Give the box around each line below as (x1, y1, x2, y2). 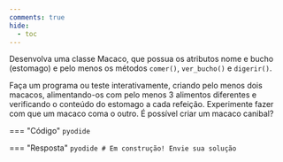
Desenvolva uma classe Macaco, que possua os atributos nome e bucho (9, 54, 274, 65)
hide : (9, 21, 29, 30)
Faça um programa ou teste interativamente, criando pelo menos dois (9, 81, 263, 91)
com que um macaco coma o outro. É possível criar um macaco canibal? (9, 108, 274, 120)
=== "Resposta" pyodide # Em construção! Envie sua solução (9, 143, 237, 153)
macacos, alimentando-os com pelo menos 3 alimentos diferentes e (9, 89, 257, 100)
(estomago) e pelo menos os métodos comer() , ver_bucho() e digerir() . (9, 63, 272, 73)
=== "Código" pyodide (9, 126, 91, 136)
